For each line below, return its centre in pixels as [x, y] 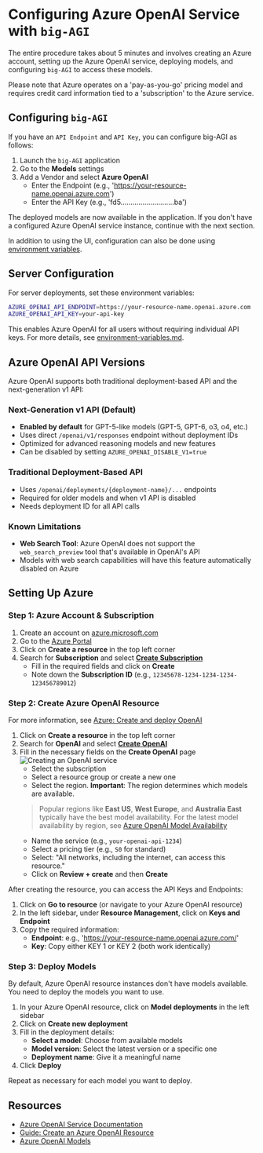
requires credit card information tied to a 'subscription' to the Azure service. [131, 93]
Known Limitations [45, 526]
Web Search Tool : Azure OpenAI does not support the [107, 544]
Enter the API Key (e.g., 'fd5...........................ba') [109, 202]
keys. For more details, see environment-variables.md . [96, 338]
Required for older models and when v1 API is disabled [108, 498]
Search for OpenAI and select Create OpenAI [93, 744]
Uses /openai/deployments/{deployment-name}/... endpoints [118, 489]
